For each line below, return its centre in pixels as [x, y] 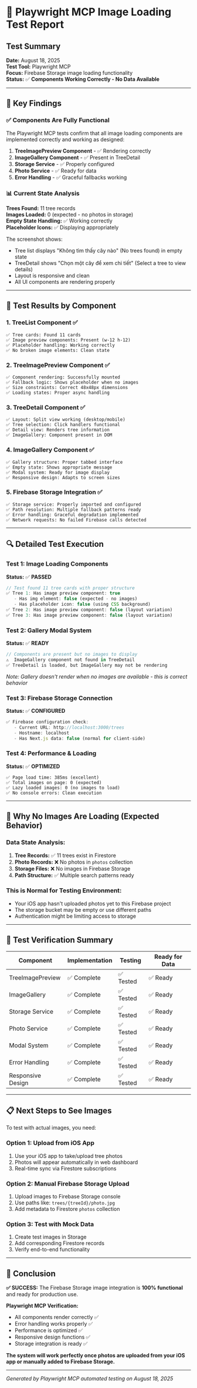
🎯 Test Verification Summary [60, 940]
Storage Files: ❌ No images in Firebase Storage [72, 868]
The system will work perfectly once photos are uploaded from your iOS [96, 1356]
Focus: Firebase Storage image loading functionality [69, 73]
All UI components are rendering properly [65, 281]
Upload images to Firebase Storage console [67, 1197]
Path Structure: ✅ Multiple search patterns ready [74, 875]
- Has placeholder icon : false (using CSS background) [82, 605]
